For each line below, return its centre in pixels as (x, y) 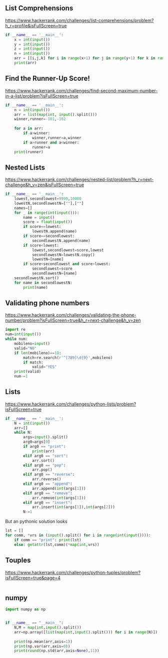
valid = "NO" (25, 348)
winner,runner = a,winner (56, 138)
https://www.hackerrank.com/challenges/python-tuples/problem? (73, 572)
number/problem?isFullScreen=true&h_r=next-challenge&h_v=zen (73, 320)
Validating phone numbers (47, 303)
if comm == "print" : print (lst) (48, 540)
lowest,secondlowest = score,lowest (68, 250)
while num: (16, 339)
